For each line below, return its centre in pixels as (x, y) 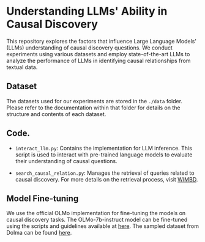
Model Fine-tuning (43, 198)
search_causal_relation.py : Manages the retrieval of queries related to (105, 173)
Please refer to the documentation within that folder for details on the (93, 108)
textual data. (22, 67)
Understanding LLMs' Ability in (87, 11)
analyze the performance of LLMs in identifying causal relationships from (99, 61)
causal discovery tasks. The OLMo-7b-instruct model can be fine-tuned (97, 220)
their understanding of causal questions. (66, 161)
